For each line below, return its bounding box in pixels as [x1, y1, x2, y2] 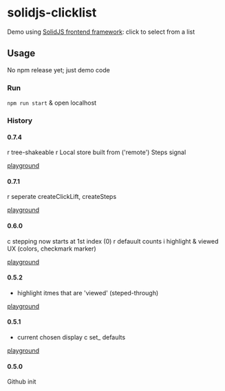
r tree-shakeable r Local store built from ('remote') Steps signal [7, 148, 186, 156]
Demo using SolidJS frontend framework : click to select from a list [7, 28, 195, 36]
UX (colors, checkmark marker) [7, 244, 96, 253]
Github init [7, 377, 36, 386]
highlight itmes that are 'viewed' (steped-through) [17, 288, 159, 297]
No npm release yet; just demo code [7, 65, 110, 74]
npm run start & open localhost [7, 98, 97, 107]
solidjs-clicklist [7, 5, 97, 21]
